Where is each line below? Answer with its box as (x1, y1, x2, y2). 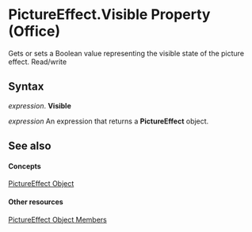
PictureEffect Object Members (8, 215, 107, 224)
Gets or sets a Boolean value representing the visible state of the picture (8, 48, 244, 58)
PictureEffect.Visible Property (8, 6, 211, 24)
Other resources (8, 196, 63, 207)
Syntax (8, 80, 44, 93)
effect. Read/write (8, 57, 67, 67)
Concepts (8, 161, 41, 171)
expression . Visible (8, 101, 71, 110)
